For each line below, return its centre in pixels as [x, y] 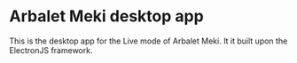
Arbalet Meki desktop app [106, 16]
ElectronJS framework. [51, 50]
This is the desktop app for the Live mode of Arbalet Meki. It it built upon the [148, 41]
